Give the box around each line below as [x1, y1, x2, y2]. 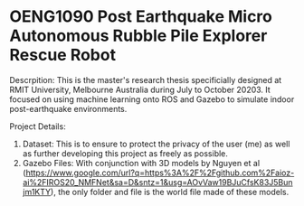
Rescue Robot [9, 45, 116, 65]
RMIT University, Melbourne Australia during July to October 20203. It [9, 84, 271, 95]
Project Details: [9, 120, 66, 132]
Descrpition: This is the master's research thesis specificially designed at [9, 74, 282, 85]
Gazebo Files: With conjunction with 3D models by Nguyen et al [22, 157, 261, 168]
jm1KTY [22, 186, 52, 197]
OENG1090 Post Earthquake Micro [9, 6, 273, 27]
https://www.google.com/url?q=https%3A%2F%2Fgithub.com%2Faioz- [25, 167, 295, 178]
